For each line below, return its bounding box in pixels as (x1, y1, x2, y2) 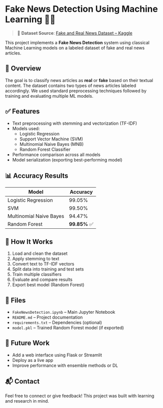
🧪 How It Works (5, 237, 53, 246)
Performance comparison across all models (12, 151, 101, 158)
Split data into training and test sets (12, 266, 84, 272)
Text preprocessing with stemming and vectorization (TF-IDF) (12, 120, 137, 126)
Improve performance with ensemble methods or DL (12, 362, 118, 368)
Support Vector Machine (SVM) (19, 136, 83, 142)
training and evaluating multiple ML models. (5, 93, 93, 99)
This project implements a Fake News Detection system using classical (5, 39, 150, 45)
